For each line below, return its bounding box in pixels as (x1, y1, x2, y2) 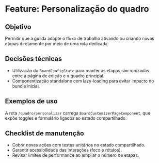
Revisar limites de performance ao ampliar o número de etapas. (12, 152, 139, 158)
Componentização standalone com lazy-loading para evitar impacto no (12, 78, 154, 83)
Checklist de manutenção (5, 130, 84, 138)
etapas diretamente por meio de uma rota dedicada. (5, 41, 109, 47)
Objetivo (5, 23, 32, 31)
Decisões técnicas (5, 55, 62, 63)
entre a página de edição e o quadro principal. (12, 73, 105, 79)
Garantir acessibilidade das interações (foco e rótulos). (12, 147, 122, 153)
